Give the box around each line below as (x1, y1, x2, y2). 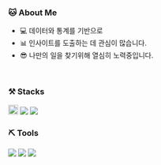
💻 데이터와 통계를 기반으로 (19, 26, 103, 36)
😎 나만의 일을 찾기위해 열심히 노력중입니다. (19, 51, 154, 60)
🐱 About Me (8, 7, 58, 18)
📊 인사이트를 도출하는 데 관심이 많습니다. (19, 39, 148, 48)
